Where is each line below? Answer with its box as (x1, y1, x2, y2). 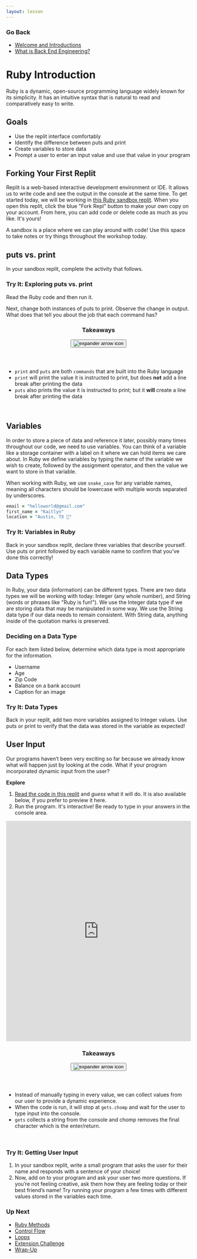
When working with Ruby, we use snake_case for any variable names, (6, 479, 172, 486)
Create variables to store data (14, 145, 87, 152)
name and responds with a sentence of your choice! (14, 1168, 141, 1175)
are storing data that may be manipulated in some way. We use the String (6, 605, 183, 612)
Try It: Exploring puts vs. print (6, 280, 93, 288)
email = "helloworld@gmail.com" (6, 503, 85, 509)
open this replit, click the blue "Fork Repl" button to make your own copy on (6, 203, 189, 210)
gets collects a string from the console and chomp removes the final (14, 1116, 180, 1123)
